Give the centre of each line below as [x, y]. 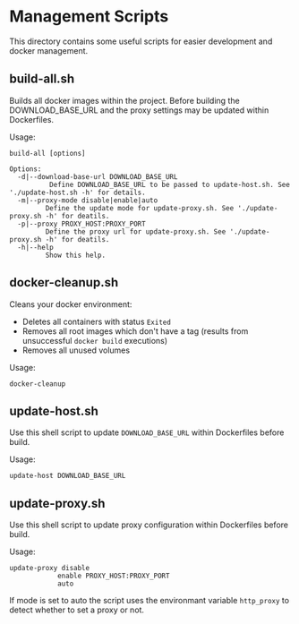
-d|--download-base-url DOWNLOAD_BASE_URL [98, 176]
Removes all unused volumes [76, 350]
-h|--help [35, 247]
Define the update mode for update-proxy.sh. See [140, 208]
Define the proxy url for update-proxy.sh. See [136, 231]
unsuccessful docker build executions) [95, 340]
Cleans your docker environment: [71, 304]
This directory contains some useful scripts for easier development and [141, 41]
